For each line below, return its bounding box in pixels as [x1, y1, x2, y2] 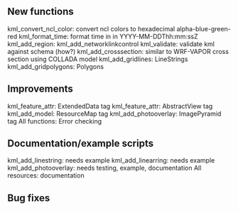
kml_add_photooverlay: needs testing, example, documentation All [7, 163, 202, 173]
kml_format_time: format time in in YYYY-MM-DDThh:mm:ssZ [18, 32, 199, 40]
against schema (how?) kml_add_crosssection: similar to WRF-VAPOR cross [7, 47, 229, 55]
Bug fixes [7, 192, 50, 204]
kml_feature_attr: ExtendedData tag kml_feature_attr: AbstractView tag [7, 102, 213, 110]
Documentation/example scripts [7, 138, 154, 150]
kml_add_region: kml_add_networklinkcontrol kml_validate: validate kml [7, 39, 215, 48]
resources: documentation [7, 171, 85, 180]
